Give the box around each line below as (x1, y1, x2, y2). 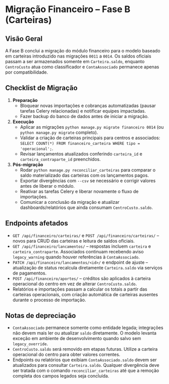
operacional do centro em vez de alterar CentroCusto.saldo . (12, 281, 137, 287)
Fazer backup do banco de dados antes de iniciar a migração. (20, 113, 149, 119)
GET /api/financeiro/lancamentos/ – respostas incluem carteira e (12, 243, 151, 249)
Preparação (12, 97, 38, 103)
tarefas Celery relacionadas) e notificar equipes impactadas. (20, 107, 146, 114)
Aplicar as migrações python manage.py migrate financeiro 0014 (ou (20, 124, 164, 130)
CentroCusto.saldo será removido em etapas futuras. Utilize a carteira (12, 346, 158, 352)
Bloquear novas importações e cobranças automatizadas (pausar (20, 102, 156, 108)
